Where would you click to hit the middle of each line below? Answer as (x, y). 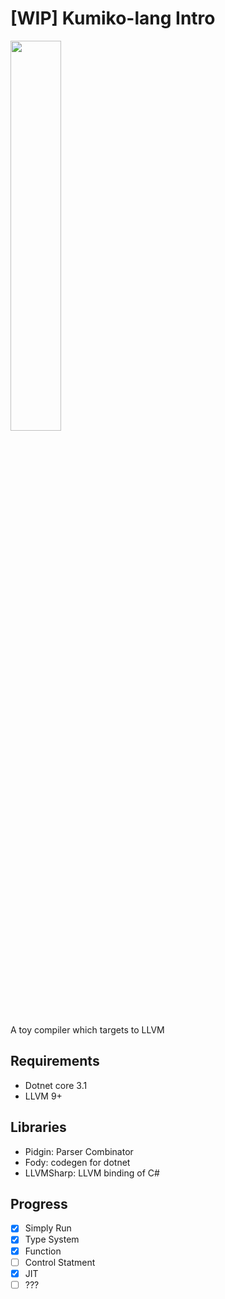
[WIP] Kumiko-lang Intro (113, 18)
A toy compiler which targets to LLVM (87, 1029)
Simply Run (48, 1228)
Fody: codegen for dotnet (77, 1162)
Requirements (55, 1061)
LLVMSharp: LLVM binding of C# (92, 1173)
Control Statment (60, 1262)
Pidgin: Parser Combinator (79, 1151)
